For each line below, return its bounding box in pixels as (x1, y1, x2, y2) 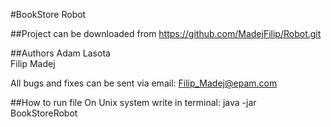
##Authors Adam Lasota (10, 47, 111, 59)
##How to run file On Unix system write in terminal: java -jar (10, 97, 257, 108)
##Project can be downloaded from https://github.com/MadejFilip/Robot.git (10, 28, 322, 39)
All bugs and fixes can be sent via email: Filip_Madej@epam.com (10, 77, 278, 89)
